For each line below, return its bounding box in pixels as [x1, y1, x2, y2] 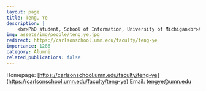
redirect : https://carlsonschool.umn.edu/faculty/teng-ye [6, 37, 158, 43]
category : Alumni [6, 49, 51, 55]
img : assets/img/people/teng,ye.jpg [6, 32, 100, 38]
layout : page [6, 9, 40, 15]
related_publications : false [6, 54, 81, 60]
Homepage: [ [6, 71, 40, 78]
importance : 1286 [6, 43, 51, 49]
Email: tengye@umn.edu [129, 78, 191, 85]
